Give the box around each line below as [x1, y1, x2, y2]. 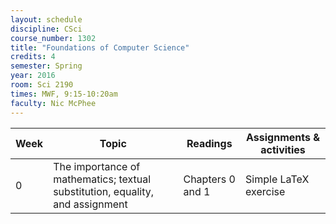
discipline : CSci [10, 24, 83, 34]
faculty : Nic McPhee [10, 98, 97, 108]
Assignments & [246, 130, 320, 144]
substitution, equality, [53, 184, 155, 198]
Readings [186, 136, 233, 150]
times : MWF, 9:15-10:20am [10, 89, 118, 99]
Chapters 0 [183, 172, 236, 186]
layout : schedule [10, 14, 83, 25]
